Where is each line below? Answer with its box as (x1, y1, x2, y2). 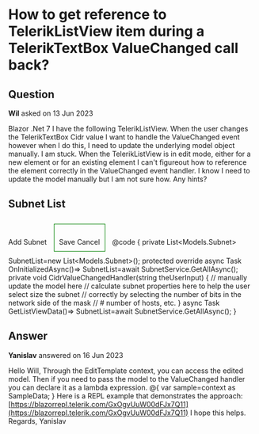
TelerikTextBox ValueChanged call (8, 40, 239, 57)
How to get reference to (8, 6, 167, 24)
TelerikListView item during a (8, 22, 204, 40)
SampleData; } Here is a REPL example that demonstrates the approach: (8, 390, 243, 401)
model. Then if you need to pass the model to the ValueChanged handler (8, 374, 246, 383)
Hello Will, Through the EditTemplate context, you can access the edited (8, 366, 244, 375)
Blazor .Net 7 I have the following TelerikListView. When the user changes (8, 124, 249, 133)
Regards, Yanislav (8, 416, 67, 425)
